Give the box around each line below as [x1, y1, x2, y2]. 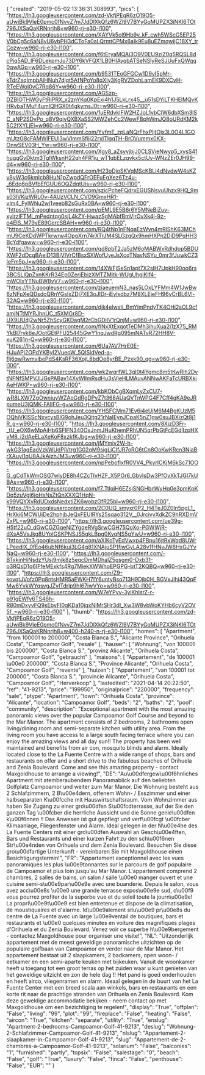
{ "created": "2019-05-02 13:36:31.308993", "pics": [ [6, 5, 139, 12]
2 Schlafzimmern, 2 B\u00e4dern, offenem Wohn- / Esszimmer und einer [6, 789, 191, 797]
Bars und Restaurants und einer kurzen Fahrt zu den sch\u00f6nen [6, 835, 174, 842]
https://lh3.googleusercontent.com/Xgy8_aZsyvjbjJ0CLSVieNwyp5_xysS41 [9, 148, 198, 155]
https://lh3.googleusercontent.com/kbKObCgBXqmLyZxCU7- [9, 387, 163, 395]
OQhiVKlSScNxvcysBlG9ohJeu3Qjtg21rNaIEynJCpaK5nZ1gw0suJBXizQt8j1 [6, 414, 196, 420]
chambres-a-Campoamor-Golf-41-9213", [6, 1043, 109, 1049]
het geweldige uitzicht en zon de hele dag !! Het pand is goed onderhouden [6, 971, 196, 978]
